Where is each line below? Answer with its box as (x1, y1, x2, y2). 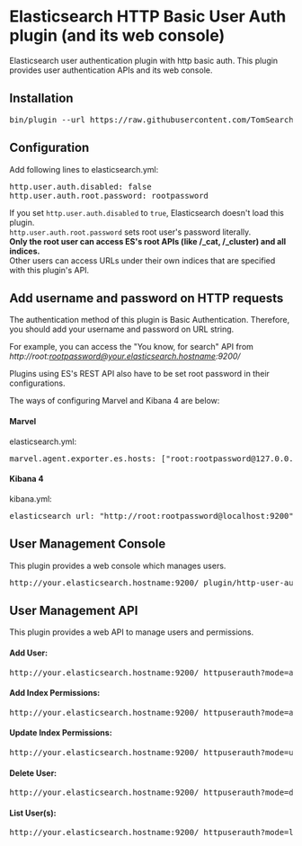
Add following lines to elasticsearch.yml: (9, 164, 159, 174)
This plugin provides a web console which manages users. (9, 560, 226, 571)
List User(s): (9, 807, 57, 818)
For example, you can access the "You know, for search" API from (9, 342, 254, 352)
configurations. (9, 378, 66, 388)
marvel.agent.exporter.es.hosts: (9, 453, 157, 464)
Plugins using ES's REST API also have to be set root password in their (9, 369, 270, 379)
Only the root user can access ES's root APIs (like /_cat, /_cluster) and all (9, 236, 287, 246)
